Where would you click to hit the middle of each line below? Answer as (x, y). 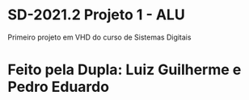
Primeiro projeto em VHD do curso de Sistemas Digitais (99, 37)
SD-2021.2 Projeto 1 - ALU (96, 15)
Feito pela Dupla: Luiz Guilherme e (124, 70)
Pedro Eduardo (59, 87)
